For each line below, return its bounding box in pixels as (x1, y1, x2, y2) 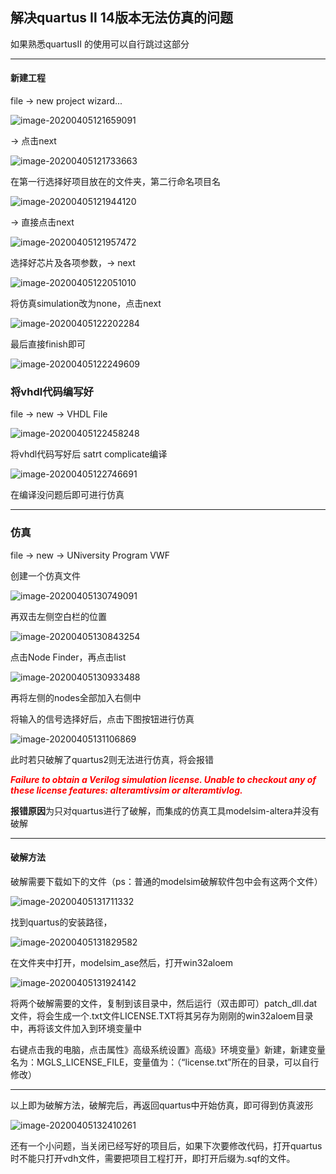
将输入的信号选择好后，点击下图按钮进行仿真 (10, 713, 195, 725)
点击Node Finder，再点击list (10, 651, 127, 663)
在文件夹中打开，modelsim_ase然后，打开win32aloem (10, 956, 234, 968)
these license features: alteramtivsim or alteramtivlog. (10, 784, 243, 796)
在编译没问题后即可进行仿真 (10, 489, 125, 501)
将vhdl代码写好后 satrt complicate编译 (10, 448, 168, 460)
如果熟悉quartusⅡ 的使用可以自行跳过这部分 (10, 38, 190, 50)
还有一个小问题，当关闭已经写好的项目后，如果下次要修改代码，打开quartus (10, 1139, 323, 1152)
